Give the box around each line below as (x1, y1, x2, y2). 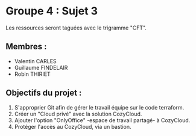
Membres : (5, 42, 47, 52)
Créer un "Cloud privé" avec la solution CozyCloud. (14, 110, 142, 117)
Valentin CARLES (14, 57, 57, 64)
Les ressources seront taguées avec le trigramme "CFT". (5, 24, 147, 31)
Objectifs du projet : (5, 88, 82, 98)
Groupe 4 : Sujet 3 (5, 4, 98, 18)
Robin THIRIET (14, 70, 51, 78)
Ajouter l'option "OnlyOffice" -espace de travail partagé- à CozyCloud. (14, 116, 191, 124)
